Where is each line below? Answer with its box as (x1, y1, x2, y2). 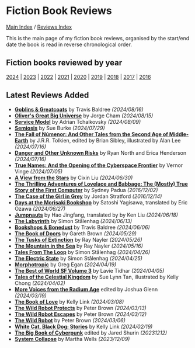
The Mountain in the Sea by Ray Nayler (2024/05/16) (14, 242, 143, 249)
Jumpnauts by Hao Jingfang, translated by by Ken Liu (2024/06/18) (14, 211, 178, 218)
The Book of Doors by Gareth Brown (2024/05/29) (14, 229, 137, 237)
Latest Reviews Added (6, 91, 89, 100)
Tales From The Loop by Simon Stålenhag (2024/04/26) (14, 248, 151, 255)
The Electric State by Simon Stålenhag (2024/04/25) (14, 255, 143, 262)
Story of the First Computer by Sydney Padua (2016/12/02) (14, 186, 158, 193)
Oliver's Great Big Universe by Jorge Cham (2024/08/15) (14, 112, 154, 119)
